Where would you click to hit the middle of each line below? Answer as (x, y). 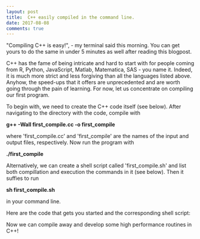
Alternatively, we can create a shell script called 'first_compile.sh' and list (96, 166)
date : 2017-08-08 (28, 23)
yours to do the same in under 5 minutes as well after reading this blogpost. (99, 52)
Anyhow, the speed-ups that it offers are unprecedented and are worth (93, 82)
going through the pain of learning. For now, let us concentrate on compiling (100, 89)
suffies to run (22, 178)
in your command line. (33, 201)
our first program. (28, 95)
